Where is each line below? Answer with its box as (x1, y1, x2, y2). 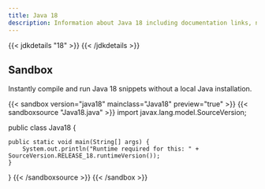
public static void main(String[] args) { (8, 139, 150, 146)
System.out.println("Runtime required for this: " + (22, 145, 200, 154)
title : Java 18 (8, 11, 58, 20)
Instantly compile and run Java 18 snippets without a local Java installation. (8, 84, 252, 94)
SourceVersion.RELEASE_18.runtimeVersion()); (8, 152, 160, 160)
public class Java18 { (8, 123, 77, 132)
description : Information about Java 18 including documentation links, (8, 19, 252, 27)
